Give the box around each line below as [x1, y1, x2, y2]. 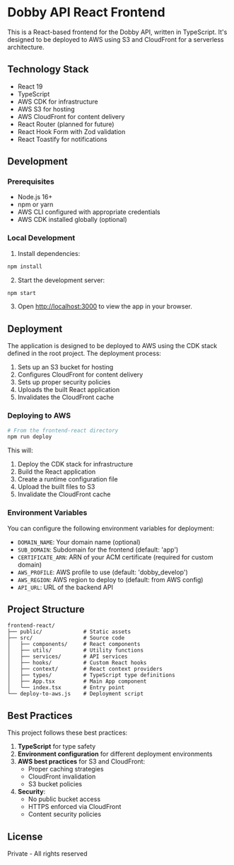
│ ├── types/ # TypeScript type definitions [7, 671, 175, 679]
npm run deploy [7, 433, 52, 440]
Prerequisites [7, 177, 54, 186]
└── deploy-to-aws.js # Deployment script [7, 691, 144, 698]
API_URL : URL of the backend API [17, 583, 113, 591]
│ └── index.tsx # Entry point [7, 684, 125, 691]
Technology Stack [7, 63, 89, 75]
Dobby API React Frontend [7, 4, 165, 21]
